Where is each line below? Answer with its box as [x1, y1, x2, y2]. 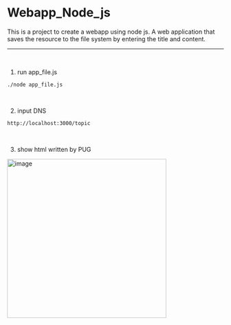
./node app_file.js [7, 81, 63, 88]
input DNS [16, 107, 47, 115]
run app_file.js [16, 67, 57, 76]
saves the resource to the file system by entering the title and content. [7, 34, 206, 43]
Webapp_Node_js [7, 5, 111, 21]
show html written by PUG [16, 145, 91, 153]
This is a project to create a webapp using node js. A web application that [7, 27, 215, 36]
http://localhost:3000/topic [7, 120, 91, 126]
